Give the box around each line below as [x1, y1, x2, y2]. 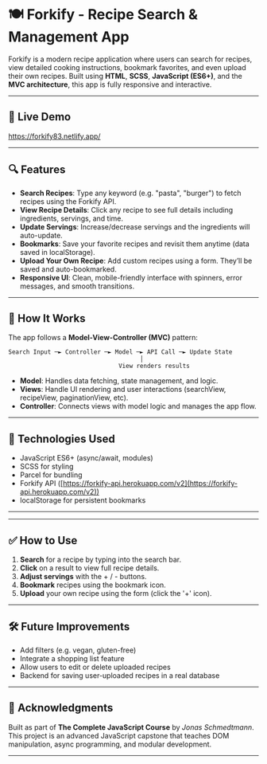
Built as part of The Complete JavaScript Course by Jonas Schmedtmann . [8, 722, 254, 732]
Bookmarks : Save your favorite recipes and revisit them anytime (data [19, 239, 250, 249]
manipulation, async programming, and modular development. [8, 739, 212, 749]
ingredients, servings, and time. [19, 214, 124, 223]
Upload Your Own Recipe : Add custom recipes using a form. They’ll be [19, 256, 253, 265]
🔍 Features [8, 163, 66, 177]
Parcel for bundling [19, 470, 83, 480]
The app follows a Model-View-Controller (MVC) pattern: [8, 333, 199, 343]
